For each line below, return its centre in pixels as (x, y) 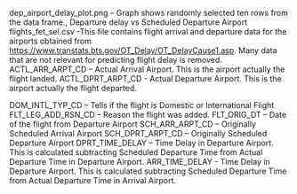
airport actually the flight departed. (73, 88)
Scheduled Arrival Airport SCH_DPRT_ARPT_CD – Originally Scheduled (138, 133)
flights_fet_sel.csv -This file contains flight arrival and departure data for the (148, 31)
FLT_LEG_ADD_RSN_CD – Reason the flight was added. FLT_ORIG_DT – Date (148, 115)
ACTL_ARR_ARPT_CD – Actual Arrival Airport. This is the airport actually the (147, 69)
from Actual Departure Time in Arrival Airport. (92, 180)
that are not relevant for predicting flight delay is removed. (116, 60)
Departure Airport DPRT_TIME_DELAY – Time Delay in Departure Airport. (141, 143)
